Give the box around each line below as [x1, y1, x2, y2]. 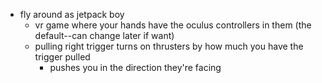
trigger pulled [34, 51, 91, 63]
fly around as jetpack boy [19, 9, 125, 20]
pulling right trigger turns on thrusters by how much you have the [34, 40, 304, 52]
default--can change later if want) [34, 30, 175, 41]
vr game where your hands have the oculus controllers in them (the [34, 19, 312, 31]
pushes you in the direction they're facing [49, 62, 222, 73]
